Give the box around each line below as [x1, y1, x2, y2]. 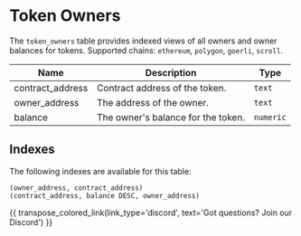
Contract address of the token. [96, 81, 227, 94]
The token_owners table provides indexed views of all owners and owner [9, 35, 277, 46]
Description [145, 66, 197, 79]
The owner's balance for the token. [96, 110, 246, 123]
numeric [253, 112, 287, 122]
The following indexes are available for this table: [9, 165, 192, 176]
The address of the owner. [96, 96, 210, 109]
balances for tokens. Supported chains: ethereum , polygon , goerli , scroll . [9, 44, 283, 55]
